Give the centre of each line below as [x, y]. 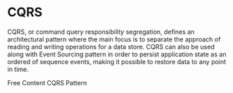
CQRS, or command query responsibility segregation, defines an [101, 32]
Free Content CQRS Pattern [47, 82]
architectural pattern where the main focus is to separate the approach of [114, 39]
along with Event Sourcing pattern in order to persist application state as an [117, 54]
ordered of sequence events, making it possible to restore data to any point [117, 61]
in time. [18, 69]
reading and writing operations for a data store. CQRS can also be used [111, 46]
